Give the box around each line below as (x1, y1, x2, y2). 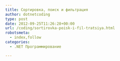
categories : (5, 40, 30, 45)
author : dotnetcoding (5, 12, 50, 17)
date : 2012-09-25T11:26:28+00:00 (5, 21, 75, 26)
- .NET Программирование (9, 44, 61, 49)
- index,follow (9, 35, 41, 40)
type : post (5, 16, 28, 21)
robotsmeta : (5, 30, 30, 35)
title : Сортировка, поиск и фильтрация (5, 7, 88, 12)
